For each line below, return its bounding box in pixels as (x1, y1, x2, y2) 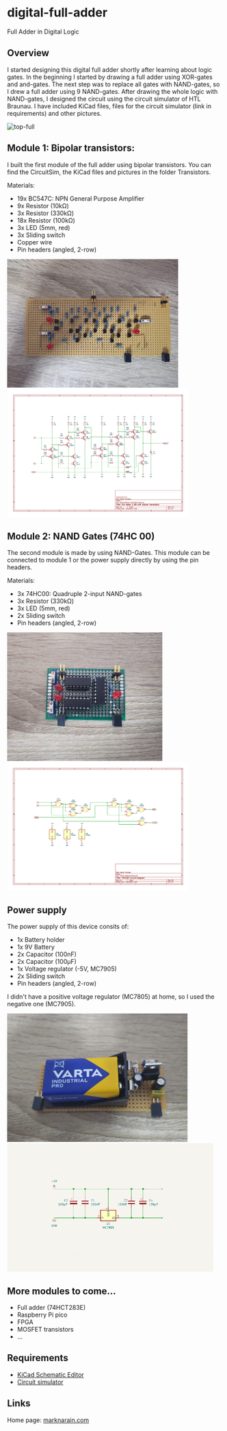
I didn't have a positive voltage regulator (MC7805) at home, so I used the (7, 993, 215, 1001)
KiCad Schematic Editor (16, 1370, 84, 1378)
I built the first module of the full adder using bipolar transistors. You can (7, 160, 211, 169)
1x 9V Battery (16, 943, 55, 951)
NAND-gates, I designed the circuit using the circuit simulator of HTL (7, 95, 201, 103)
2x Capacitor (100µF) (16, 958, 77, 966)
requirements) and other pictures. (7, 109, 102, 117)
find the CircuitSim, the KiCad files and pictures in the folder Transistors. (7, 168, 211, 176)
